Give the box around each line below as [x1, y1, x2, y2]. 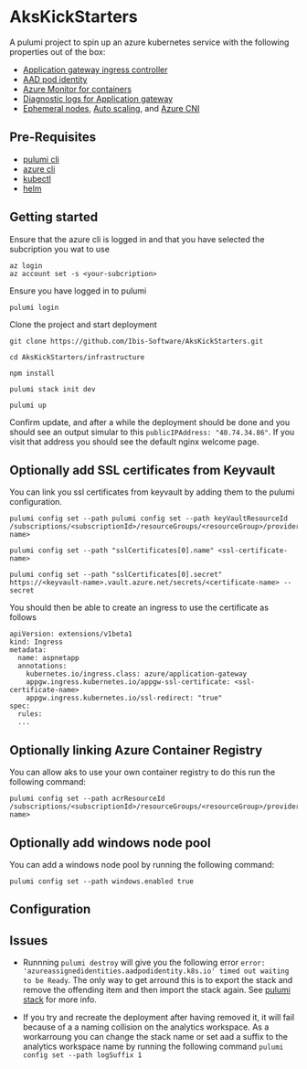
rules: [17, 710, 43, 719]
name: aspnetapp [17, 654, 79, 663]
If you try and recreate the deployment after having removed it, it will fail [22, 1012, 295, 1023]
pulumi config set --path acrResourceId [9, 794, 166, 804]
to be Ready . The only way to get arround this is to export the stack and [22, 975, 293, 986]
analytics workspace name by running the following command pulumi [22, 1041, 284, 1053]
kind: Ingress [9, 637, 64, 647]
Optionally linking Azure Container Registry [9, 743, 263, 758]
